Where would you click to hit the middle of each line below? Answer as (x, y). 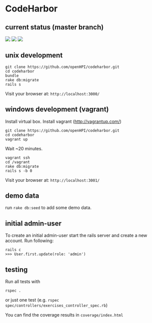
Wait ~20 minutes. (24, 148)
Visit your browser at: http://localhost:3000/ (52, 93)
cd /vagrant (17, 162)
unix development (34, 55)
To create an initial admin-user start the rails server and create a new (76, 236)
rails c (13, 250)
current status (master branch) (54, 27)
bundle (12, 75)
